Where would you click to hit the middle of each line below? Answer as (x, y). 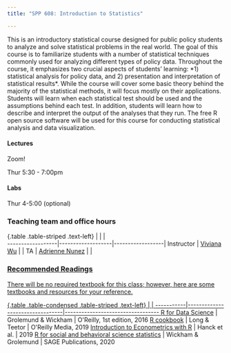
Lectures (20, 143)
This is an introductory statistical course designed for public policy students (115, 39)
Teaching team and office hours (62, 221)
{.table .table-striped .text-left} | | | (56, 237)
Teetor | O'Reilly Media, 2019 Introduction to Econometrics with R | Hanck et (115, 327)
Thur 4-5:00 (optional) (39, 203)
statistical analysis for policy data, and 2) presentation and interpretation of (114, 76)
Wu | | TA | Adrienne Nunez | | (50, 251)
